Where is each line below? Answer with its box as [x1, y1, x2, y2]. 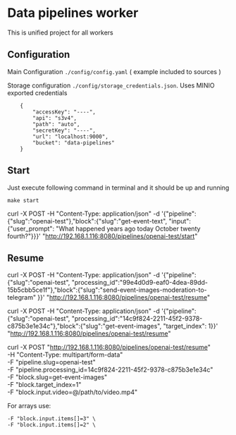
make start [7, 197, 39, 204]
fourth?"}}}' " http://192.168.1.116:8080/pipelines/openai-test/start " [7, 231, 198, 240]
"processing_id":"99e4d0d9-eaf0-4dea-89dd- [71, 278, 209, 287]
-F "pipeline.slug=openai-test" [7, 358, 97, 367]
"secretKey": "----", [32, 127, 97, 134]
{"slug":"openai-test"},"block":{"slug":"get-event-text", [7, 216, 168, 225]
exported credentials [7, 88, 68, 97]
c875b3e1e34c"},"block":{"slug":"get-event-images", [7, 322, 162, 331]
